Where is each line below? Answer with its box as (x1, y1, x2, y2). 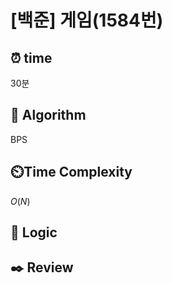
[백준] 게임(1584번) (10, 9, 164, 32)
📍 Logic (10, 224, 58, 241)
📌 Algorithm (10, 107, 87, 124)
